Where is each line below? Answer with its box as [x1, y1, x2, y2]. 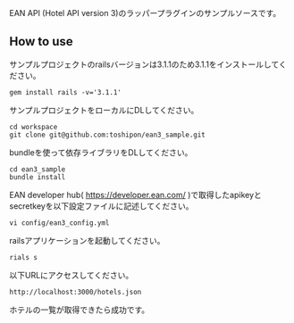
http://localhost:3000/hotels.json [9, 287, 142, 296]
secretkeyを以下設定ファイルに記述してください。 [9, 200, 194, 211]
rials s [9, 253, 38, 261]
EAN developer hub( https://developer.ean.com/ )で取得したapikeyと [9, 189, 262, 200]
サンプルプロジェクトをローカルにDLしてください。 [9, 104, 199, 115]
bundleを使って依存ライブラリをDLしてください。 [9, 146, 193, 158]
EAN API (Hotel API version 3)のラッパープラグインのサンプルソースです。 [9, 8, 281, 18]
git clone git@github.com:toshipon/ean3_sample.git [9, 130, 206, 139]
